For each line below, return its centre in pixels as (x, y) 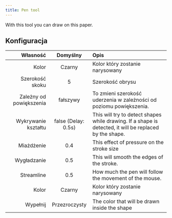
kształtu (36, 128)
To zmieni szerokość (117, 94)
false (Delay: (69, 121)
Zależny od (33, 97)
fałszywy (69, 100)
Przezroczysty (69, 205)
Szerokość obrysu (114, 82)
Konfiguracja (26, 41)
